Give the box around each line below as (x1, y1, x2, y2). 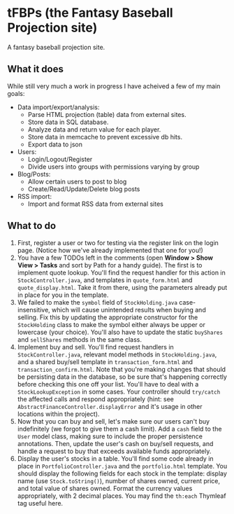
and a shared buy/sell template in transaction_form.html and (17, 357, 193, 366)
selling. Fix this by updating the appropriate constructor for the (17, 313, 198, 321)
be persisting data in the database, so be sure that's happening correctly (17, 373, 227, 381)
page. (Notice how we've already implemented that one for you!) (17, 246, 204, 254)
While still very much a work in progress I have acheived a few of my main (7, 82, 221, 90)
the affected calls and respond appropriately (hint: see (17, 394, 175, 403)
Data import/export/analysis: (17, 103, 100, 111)
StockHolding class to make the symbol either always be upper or (17, 320, 206, 328)
